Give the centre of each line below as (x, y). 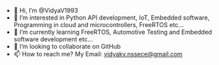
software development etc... (53, 39)
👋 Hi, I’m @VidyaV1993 (46, 10)
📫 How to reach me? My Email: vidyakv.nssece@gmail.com (98, 54)
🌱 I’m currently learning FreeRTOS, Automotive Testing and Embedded (113, 32)
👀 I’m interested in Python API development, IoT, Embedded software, (112, 18)
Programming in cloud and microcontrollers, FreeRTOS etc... (98, 25)
